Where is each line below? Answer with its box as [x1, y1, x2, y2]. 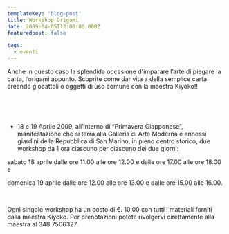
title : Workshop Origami [7, 17, 79, 24]
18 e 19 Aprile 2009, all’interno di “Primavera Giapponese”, [17, 123, 183, 130]
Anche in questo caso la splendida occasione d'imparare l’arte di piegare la [7, 67, 221, 75]
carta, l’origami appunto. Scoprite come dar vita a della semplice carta [7, 75, 208, 83]
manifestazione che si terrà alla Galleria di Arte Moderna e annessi [17, 129, 207, 138]
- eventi [13, 48, 39, 55]
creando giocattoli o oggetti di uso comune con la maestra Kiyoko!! [7, 82, 199, 90]
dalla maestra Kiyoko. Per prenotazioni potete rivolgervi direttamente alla [7, 213, 215, 221]
